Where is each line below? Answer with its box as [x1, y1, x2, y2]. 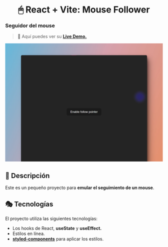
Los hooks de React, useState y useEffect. [12, 225, 102, 231]
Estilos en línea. [12, 230, 45, 236]
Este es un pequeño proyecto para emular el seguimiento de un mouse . [5, 184, 154, 191]
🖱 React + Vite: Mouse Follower [18, 4, 150, 15]
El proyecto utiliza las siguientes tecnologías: [5, 215, 97, 221]
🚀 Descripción [5, 171, 50, 180]
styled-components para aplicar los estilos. [12, 236, 104, 242]
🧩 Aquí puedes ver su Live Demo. [17, 33, 87, 39]
